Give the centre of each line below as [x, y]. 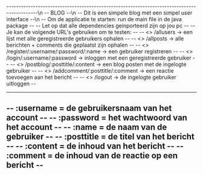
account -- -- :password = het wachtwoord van [97, 118]
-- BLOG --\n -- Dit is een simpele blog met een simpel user [118, 13]
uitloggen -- [21, 84]
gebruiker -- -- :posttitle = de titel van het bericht [101, 137]
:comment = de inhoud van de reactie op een [92, 156]
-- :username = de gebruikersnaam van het [89, 108]
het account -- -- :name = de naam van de [87, 127]
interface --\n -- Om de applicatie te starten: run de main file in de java [94, 19]
